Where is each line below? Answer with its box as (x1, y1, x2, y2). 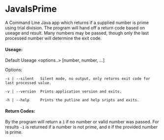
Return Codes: (5, 108, 35, 114)
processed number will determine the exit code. (5, 35, 102, 41)
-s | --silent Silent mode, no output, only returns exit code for (5, 76, 151, 81)
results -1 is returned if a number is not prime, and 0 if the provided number (5, 124, 158, 130)
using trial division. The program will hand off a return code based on (5, 24, 145, 30)
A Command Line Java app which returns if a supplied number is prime (5, 20, 149, 25)
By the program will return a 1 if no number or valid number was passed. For (5, 119, 160, 125)
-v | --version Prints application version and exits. (5, 89, 122, 94)
